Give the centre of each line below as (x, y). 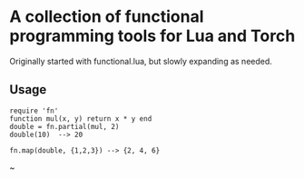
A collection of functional (107, 17)
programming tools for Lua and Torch (152, 36)
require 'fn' (34, 111)
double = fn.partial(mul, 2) (64, 126)
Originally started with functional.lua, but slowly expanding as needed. (141, 61)
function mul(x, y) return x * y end (81, 119)
